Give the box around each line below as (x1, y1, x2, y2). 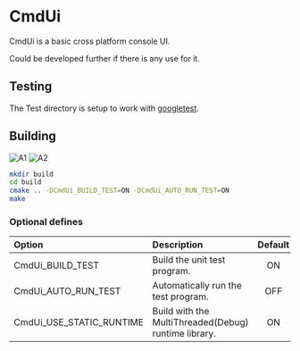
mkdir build (9, 170, 54, 179)
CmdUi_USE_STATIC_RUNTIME (13, 316, 145, 329)
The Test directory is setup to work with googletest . (9, 103, 199, 113)
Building (9, 129, 56, 144)
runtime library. (152, 328, 217, 340)
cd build (9, 178, 42, 187)
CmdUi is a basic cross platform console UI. (9, 36, 171, 46)
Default (257, 238, 290, 251)
